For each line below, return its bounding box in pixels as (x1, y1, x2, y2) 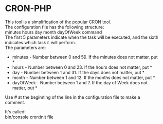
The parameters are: (5, 45, 46, 50)
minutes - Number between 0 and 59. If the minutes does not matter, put (12, 54, 158, 60)
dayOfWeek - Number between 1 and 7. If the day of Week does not (12, 79, 148, 85)
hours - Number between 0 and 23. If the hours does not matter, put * (12, 64, 152, 70)
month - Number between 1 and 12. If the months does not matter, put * (12, 75, 156, 80)
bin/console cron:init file (5, 114, 54, 120)
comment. (5, 99, 25, 105)
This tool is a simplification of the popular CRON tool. (5, 19, 111, 25)
